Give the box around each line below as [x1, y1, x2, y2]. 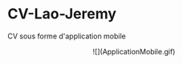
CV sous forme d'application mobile [7, 31, 126, 41]
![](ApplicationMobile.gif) [92, 46, 176, 56]
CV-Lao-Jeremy [7, 5, 117, 23]
